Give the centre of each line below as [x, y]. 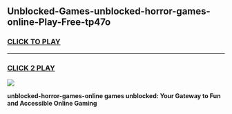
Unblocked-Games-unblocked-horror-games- [109, 11]
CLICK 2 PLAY [31, 68]
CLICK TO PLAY [34, 42]
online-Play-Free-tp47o [59, 22]
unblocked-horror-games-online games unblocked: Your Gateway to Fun [114, 95]
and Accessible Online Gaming [52, 103]
